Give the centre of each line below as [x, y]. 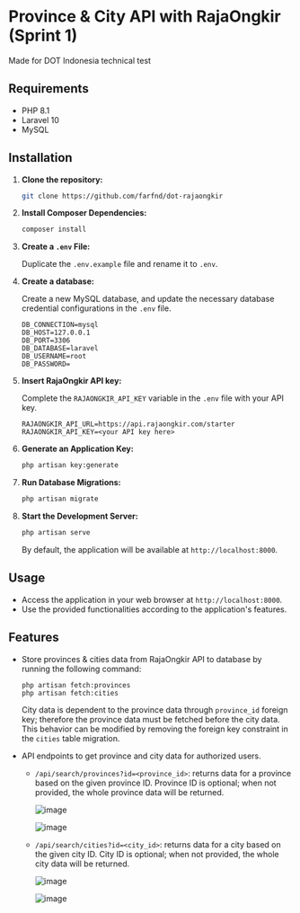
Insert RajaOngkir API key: [71, 381]
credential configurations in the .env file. [96, 308]
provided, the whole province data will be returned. [129, 792]
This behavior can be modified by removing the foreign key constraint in [155, 729]
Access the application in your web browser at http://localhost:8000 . [152, 599]
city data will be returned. [82, 864]
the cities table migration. [71, 738]
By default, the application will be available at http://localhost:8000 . [150, 549]
